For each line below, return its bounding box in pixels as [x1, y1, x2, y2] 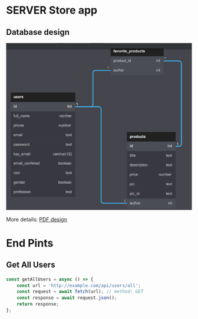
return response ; [16, 301, 60, 307]
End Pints [6, 236, 54, 250]
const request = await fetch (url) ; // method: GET [16, 289, 144, 295]
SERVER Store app [6, 4, 98, 17]
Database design [6, 27, 70, 37]
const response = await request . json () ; [16, 295, 117, 301]
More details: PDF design [6, 216, 68, 223]
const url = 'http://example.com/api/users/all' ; [16, 282, 141, 288]
